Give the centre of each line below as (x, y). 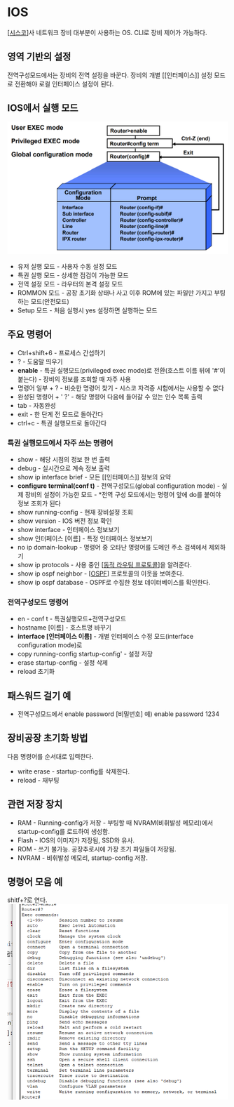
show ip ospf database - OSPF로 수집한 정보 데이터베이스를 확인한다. (114, 582)
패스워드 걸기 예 (39, 696)
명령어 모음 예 (35, 882)
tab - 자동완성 (36, 405)
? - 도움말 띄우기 (40, 362)
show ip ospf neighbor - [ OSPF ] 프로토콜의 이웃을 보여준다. (101, 574)
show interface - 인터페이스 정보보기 (68, 529)
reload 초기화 (36, 672)
